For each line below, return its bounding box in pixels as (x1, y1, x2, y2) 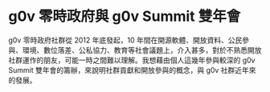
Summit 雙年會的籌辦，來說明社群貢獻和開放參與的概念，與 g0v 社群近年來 (8, 65, 256, 74)
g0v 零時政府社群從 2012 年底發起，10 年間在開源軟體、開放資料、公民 (8, 35, 243, 45)
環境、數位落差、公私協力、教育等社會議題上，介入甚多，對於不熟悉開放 (22, 45, 262, 54)
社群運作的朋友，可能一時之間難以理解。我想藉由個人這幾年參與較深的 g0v (8, 55, 256, 65)
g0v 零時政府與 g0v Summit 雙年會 (8, 7, 241, 26)
